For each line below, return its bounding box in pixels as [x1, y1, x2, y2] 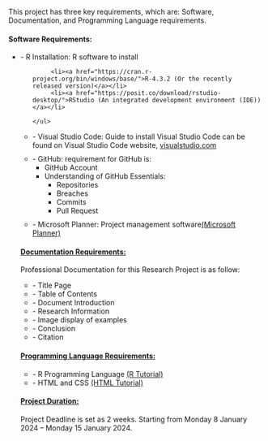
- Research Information [32, 306, 110, 316]
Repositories [56, 180, 99, 190]
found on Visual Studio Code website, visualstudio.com [32, 141, 217, 150]
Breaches [56, 188, 89, 198]
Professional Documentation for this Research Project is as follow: [19, 265, 240, 275]
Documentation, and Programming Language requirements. [8, 15, 206, 25]
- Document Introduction [32, 298, 115, 308]
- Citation [32, 332, 64, 342]
